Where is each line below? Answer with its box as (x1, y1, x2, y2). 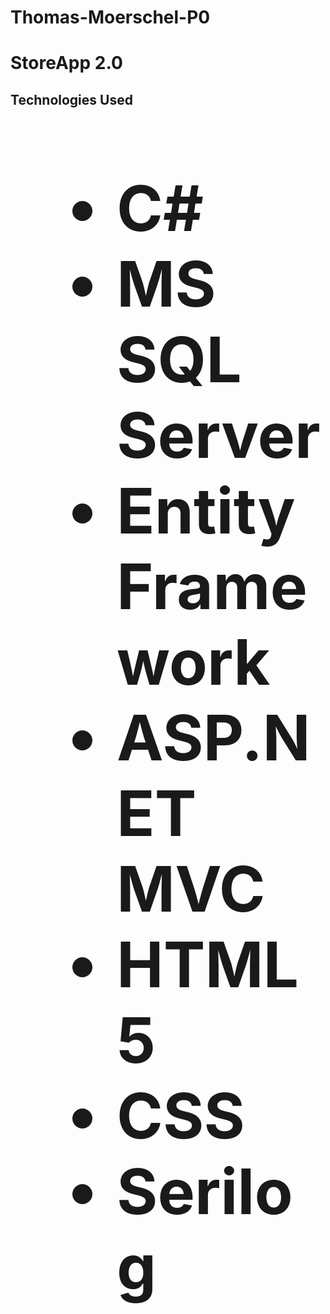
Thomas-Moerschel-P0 (10, 6, 211, 29)
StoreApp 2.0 (10, 52, 123, 75)
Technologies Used (10, 91, 133, 108)
